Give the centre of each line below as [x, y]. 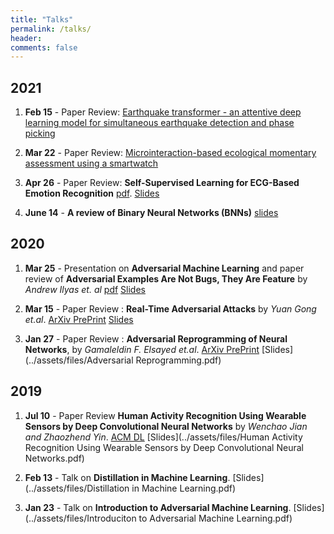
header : [26, 38]
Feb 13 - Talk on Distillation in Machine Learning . [127, 477]
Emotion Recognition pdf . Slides [92, 193]
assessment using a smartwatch [91, 163]
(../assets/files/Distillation [77, 488]
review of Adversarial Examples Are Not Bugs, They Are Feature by [166, 278]
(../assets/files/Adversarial [79, 360]
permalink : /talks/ [51, 29]
